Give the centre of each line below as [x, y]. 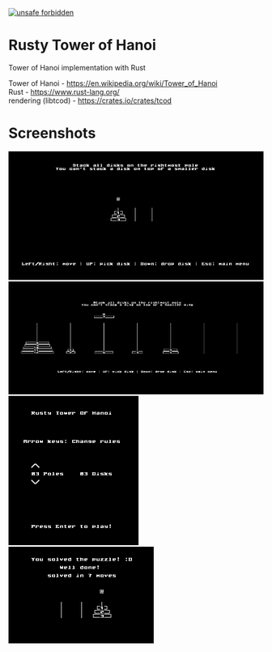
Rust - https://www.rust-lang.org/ [64, 92]
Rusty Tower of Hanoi [82, 45]
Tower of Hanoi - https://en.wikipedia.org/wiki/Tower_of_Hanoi [113, 83]
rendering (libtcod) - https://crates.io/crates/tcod [90, 100]
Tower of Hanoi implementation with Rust [77, 67]
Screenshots [52, 133]
